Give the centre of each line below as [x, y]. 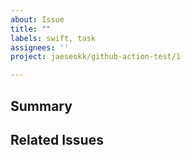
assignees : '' [40, 47]
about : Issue [37, 19]
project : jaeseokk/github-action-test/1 [96, 57]
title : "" [31, 29]
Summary [41, 106]
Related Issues [57, 139]
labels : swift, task [53, 38]
